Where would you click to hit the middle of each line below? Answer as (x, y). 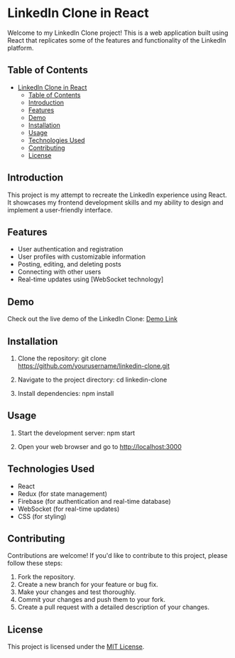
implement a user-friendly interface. (60, 210)
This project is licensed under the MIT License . (76, 647)
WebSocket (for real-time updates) (69, 509)
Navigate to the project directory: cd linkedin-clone (92, 379)
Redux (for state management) (62, 493)
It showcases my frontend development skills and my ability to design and (115, 202)
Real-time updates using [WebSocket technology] (91, 279)
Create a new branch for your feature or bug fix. (88, 585)
